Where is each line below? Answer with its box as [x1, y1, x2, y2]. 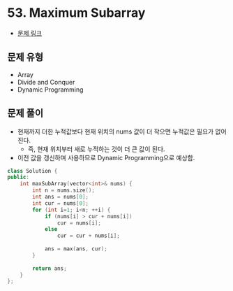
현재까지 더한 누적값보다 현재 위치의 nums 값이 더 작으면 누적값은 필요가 [17, 127, 214, 136]
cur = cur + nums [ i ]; [57, 232, 120, 239]
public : [7, 173, 30, 181]
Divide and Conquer [17, 78, 75, 86]
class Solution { [7, 167, 58, 174]
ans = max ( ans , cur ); [44, 246, 108, 253]
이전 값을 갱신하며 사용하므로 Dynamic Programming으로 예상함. [17, 153, 195, 162]
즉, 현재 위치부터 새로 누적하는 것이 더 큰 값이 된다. [27, 145, 165, 153]
